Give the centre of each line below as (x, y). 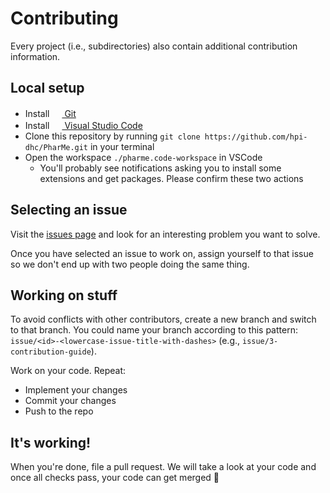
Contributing (64, 18)
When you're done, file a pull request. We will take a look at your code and (163, 467)
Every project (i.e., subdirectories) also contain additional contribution (154, 46)
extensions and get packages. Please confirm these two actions (171, 178)
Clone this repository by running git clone (112, 136)
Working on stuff (64, 295)
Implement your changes (76, 390)
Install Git (50, 113)
